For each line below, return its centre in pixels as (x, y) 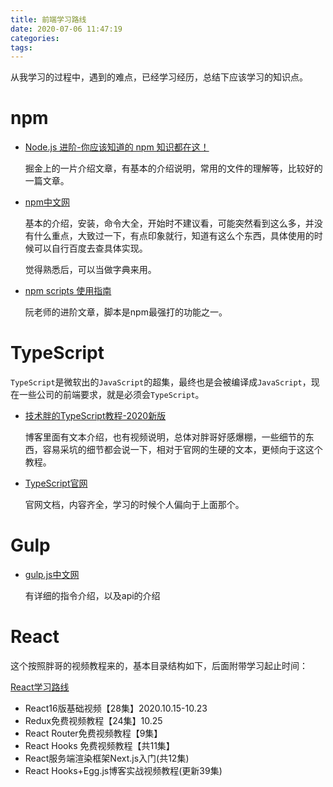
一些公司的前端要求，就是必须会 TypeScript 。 (111, 395)
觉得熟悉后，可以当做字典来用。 (90, 270)
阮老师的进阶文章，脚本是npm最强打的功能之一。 (126, 312)
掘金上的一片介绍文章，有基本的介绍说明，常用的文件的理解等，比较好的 (173, 168)
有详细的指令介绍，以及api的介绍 (92, 596)
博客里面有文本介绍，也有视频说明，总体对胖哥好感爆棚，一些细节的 (165, 437)
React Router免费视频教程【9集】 (93, 733)
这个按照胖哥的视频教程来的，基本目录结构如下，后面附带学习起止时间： (159, 665)
